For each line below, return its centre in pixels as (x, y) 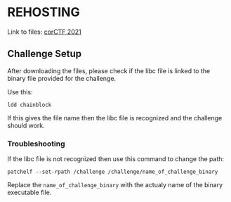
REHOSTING (44, 12)
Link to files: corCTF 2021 (45, 32)
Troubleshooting (36, 144)
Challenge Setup (45, 54)
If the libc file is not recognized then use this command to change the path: (116, 159)
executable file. (29, 192)
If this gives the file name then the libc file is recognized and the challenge (115, 118)
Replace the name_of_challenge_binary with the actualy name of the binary (115, 185)
